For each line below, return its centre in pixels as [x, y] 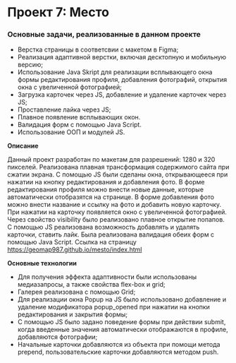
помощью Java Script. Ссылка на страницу [72, 242]
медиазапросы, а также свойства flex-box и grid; [91, 285]
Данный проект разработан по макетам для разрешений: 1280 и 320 [111, 160]
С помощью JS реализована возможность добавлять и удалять [104, 227]
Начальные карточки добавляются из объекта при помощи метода [119, 345]
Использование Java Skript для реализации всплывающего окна [115, 72]
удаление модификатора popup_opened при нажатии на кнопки [113, 307]
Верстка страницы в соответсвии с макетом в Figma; [98, 49]
